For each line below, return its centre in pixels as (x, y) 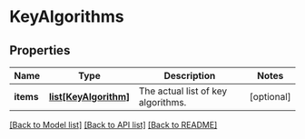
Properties (40, 50)
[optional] (270, 97)
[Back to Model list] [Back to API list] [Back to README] (113, 125)
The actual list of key (183, 91)
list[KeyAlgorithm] (89, 97)
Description (190, 76)
